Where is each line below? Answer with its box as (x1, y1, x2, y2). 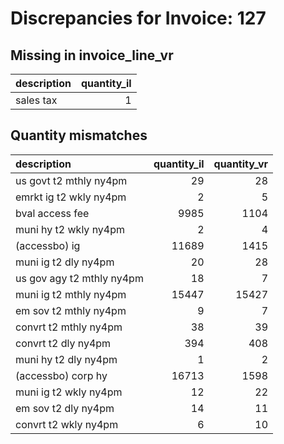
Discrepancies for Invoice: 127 (10, 7, 267, 30)
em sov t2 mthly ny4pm (15, 303, 127, 317)
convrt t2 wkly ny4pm (15, 417, 119, 431)
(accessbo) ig (15, 238, 81, 252)
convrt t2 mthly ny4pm (15, 320, 123, 334)
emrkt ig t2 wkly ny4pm (15, 190, 127, 204)
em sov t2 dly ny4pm (15, 401, 115, 415)
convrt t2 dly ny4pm (15, 336, 112, 350)
